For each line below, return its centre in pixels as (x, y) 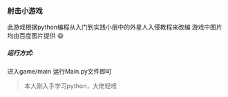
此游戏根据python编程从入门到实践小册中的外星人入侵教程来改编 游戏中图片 (115, 27)
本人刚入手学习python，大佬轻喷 (70, 86)
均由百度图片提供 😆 (36, 36)
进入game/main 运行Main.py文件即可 (60, 72)
